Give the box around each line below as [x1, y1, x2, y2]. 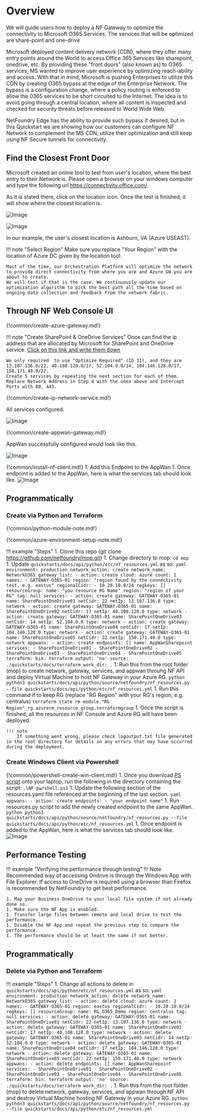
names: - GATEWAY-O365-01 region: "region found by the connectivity [6, 577, 182, 583]
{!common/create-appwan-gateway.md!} [6, 428, 107, 436]
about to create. [6, 274, 49, 280]
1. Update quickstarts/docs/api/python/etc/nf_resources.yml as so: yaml [6, 561, 187, 568]
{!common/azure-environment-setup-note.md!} [6, 536, 123, 543]
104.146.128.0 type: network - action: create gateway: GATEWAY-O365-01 [6, 629, 190, 636]
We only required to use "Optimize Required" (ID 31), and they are [6, 357, 182, 363]
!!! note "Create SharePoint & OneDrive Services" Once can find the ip [6, 333, 177, 341]
